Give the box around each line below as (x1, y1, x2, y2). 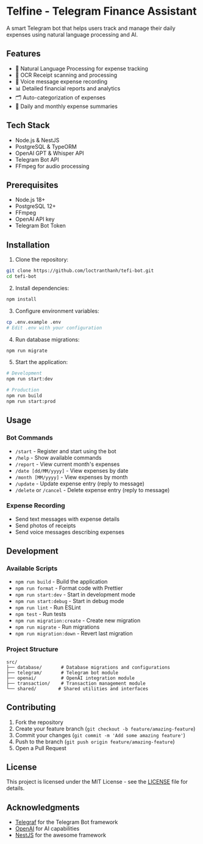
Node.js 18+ (15, 196, 46, 204)
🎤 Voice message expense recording (15, 77, 108, 85)
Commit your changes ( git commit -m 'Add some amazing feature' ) (15, 731, 186, 738)
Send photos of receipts (15, 521, 76, 529)
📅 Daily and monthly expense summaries (15, 102, 118, 110)
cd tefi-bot (6, 273, 37, 280)
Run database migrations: (15, 335, 80, 343)
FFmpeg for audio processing (15, 162, 90, 170)
